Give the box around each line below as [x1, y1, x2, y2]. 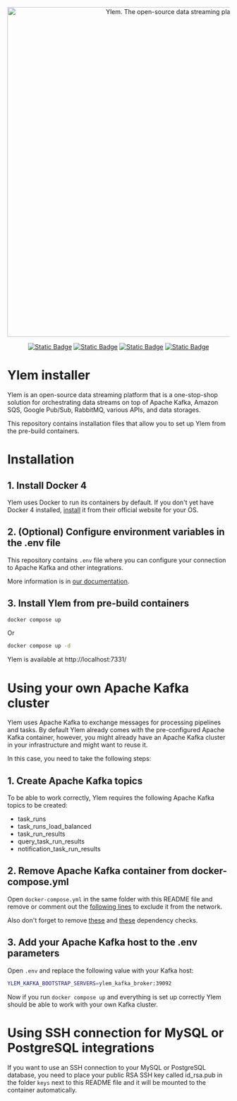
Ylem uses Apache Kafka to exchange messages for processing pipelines [7, 718, 221, 726]
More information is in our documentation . [7, 577, 130, 585]
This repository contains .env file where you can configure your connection [7, 556, 226, 564]
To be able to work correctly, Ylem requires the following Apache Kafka [7, 793, 215, 802]
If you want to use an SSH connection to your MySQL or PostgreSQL [7, 1063, 207, 1071]
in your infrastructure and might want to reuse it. [7, 741, 148, 749]
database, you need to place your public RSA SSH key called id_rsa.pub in [7, 1071, 223, 1079]
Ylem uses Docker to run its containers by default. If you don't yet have [7, 498, 214, 506]
